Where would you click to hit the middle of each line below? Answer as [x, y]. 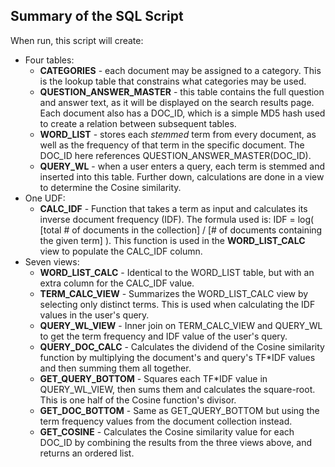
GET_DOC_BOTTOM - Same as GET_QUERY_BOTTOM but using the [179, 410]
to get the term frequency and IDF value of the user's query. [163, 336]
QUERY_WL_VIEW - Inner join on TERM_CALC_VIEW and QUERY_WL [181, 325]
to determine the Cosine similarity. [110, 187]
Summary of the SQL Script [97, 16]
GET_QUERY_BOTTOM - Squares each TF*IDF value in [153, 378]
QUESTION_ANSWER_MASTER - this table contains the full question [182, 91]
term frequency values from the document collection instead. [166, 421]
